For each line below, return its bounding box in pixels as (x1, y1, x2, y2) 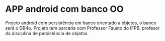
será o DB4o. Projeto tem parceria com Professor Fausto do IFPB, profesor (5, 25, 160, 31)
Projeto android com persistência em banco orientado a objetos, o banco (5, 20, 157, 26)
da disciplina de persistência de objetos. (5, 30, 89, 36)
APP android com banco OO (5, 3, 124, 15)
